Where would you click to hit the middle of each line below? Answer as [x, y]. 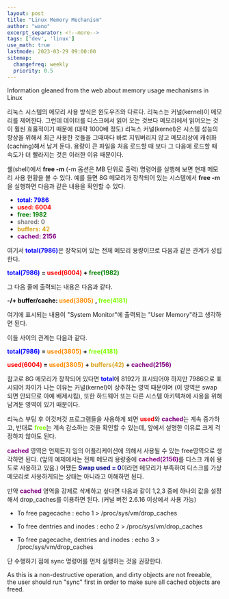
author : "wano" [29, 26]
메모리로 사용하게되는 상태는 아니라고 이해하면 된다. [76, 476]
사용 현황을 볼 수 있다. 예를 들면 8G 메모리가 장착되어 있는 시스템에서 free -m [117, 177]
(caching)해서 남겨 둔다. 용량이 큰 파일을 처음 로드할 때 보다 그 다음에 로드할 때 [112, 146]
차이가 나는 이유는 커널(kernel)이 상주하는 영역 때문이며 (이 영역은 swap [121, 387]
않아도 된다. [41, 436]
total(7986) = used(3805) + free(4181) [63, 351]
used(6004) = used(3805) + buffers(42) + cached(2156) [90, 364]
